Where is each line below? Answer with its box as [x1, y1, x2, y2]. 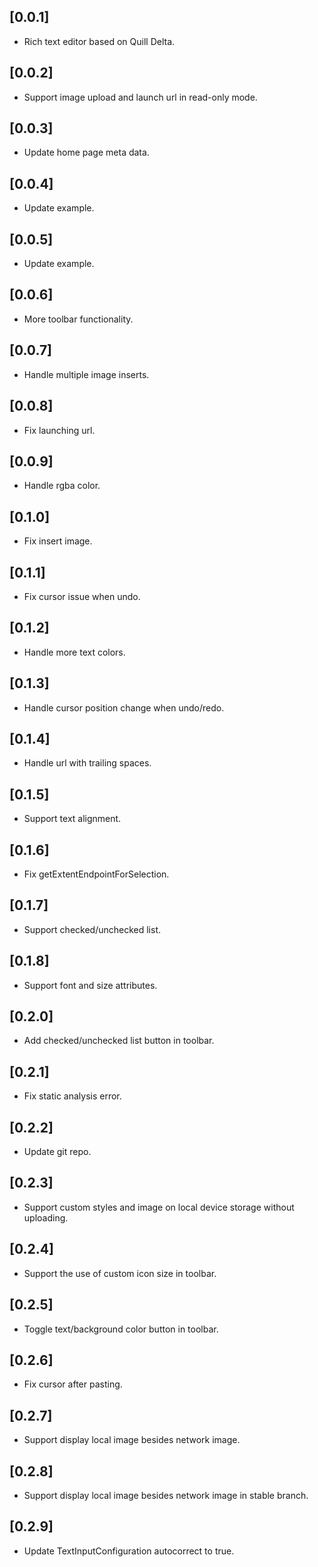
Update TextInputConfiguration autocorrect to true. [23, 1545, 235, 1557]
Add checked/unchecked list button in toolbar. [23, 1035, 215, 1047]
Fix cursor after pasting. [23, 1378, 123, 1390]
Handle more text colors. [23, 646, 126, 658]
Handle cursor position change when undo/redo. [23, 701, 225, 714]
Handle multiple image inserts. [23, 368, 150, 380]
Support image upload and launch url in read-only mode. [23, 91, 258, 103]
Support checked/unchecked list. [23, 923, 161, 935]
